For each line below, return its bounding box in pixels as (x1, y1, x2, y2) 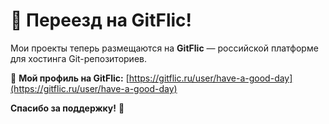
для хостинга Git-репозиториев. (10, 52, 147, 64)
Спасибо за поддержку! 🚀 (10, 102, 125, 114)
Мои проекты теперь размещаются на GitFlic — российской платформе (10, 42, 319, 54)
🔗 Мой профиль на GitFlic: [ (10, 72, 130, 84)
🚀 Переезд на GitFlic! (10, 9, 193, 32)
